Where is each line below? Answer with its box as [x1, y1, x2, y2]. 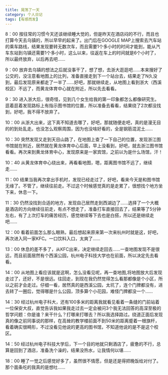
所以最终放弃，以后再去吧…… [5, 56, 66, 62]
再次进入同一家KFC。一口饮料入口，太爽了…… [5, 235, 101, 241]
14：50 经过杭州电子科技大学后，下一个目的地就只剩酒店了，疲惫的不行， [5, 341, 156, 347]
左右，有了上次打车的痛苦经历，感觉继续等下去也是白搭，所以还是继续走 [5, 212, 154, 218]
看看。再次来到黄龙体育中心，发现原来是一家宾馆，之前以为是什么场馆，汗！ [5, 149, 163, 155]
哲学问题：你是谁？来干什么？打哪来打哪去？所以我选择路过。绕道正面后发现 [5, 312, 163, 318]
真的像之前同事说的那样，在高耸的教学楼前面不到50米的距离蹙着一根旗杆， [5, 318, 160, 324]
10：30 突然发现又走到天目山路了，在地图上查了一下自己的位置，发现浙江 [5, 137, 156, 143]
